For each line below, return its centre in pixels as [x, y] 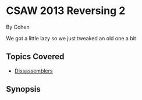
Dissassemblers [33, 71]
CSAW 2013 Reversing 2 [66, 11]
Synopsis [23, 89]
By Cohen [18, 27]
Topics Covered [35, 57]
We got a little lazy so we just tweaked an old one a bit [71, 38]
